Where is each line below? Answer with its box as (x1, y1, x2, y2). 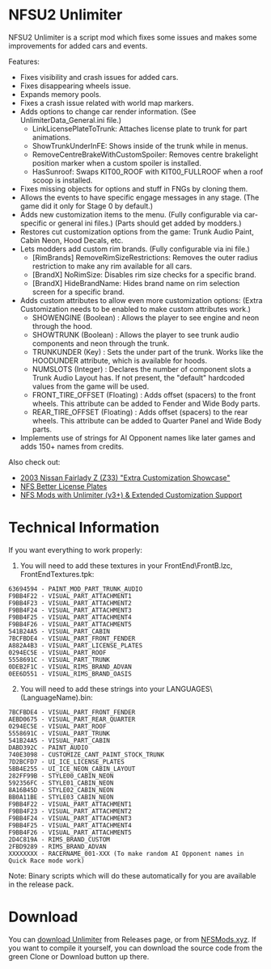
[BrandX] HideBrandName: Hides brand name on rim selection (32, 278, 240, 288)
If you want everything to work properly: (8, 545, 143, 554)
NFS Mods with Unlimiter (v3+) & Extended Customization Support (19, 490, 243, 499)
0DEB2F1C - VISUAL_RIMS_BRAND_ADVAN (8, 663, 132, 671)
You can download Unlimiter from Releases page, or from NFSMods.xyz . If (8, 934, 256, 944)
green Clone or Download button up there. (8, 951, 150, 961)
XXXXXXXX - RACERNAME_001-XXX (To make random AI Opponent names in (8, 849, 244, 857)
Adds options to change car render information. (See (19, 107, 197, 116)
